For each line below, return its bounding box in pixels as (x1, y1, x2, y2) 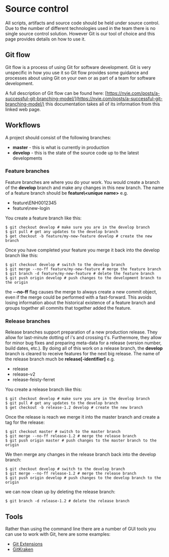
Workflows (5, 121, 40, 130)
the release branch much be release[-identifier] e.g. (5, 356, 115, 362)
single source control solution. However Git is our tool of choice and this (5, 30, 155, 36)
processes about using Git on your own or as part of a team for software (5, 75, 155, 81)
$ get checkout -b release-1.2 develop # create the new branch (5, 405, 143, 411)
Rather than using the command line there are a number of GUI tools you (5, 526, 156, 532)
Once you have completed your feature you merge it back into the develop (5, 247, 160, 253)
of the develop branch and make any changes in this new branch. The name (5, 184, 164, 191)
